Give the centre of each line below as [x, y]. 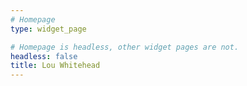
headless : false [44, 56]
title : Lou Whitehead [55, 66]
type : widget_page [48, 29]
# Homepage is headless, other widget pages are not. [125, 47]
